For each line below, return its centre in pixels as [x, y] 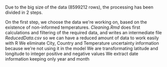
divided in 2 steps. [24, 12]
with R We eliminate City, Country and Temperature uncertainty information [82, 43]
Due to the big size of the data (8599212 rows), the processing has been [79, 7]
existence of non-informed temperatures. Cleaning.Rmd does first [73, 27]
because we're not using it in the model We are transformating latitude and [82, 48]
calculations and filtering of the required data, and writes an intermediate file [83, 33]
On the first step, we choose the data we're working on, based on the [76, 22]
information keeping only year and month [47, 59]
